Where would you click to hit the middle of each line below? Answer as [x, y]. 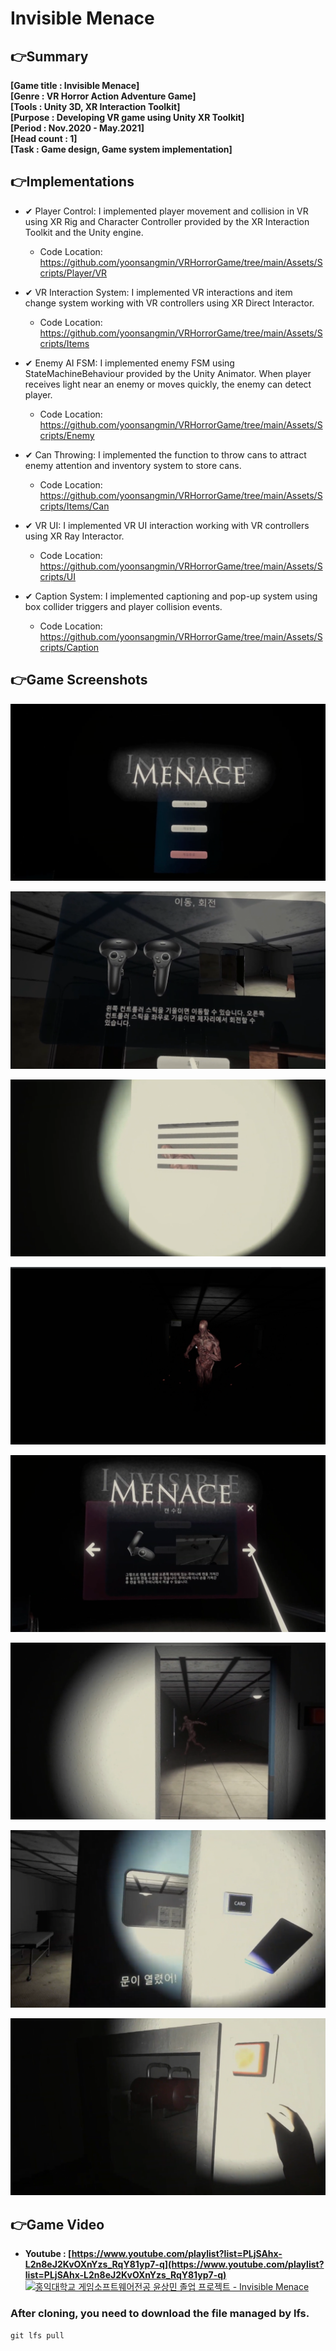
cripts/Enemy [67, 435]
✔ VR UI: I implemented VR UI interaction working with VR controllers [167, 525]
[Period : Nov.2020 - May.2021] [77, 128]
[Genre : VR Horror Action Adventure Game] [103, 96]
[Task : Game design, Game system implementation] [121, 149]
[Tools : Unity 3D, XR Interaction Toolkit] [95, 106]
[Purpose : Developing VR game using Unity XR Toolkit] [127, 117]
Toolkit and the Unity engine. [84, 232]
